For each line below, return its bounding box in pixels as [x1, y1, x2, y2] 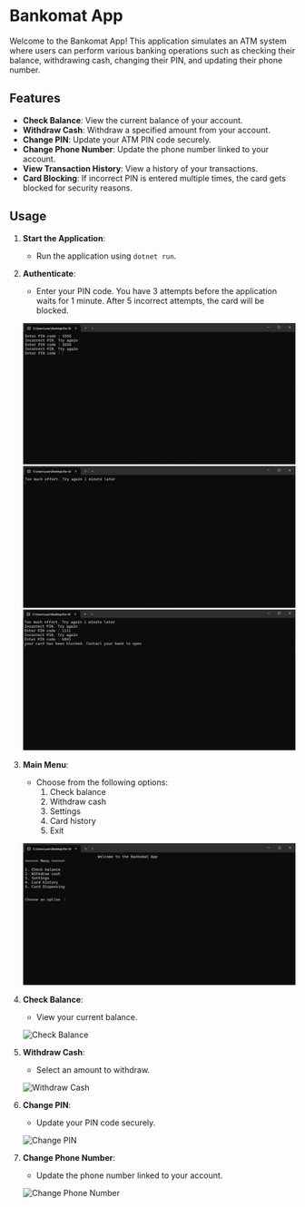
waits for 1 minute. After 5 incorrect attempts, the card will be [35, 295, 265, 306]
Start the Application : [22, 232, 106, 243]
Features [9, 91, 61, 106]
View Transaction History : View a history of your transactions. [22, 162, 259, 173]
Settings [49, 805, 82, 817]
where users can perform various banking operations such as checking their [9, 44, 296, 55]
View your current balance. [35, 1011, 138, 1022]
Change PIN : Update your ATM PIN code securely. [22, 133, 212, 145]
